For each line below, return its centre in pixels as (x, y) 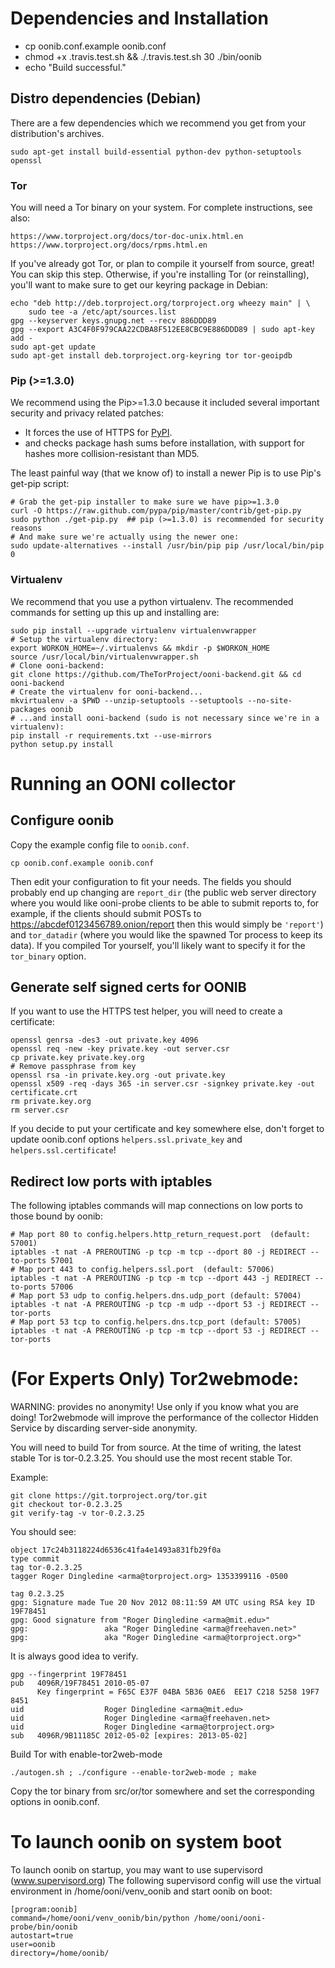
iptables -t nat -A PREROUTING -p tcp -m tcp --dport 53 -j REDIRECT (158, 1331)
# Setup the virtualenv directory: (84, 639)
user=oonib (33, 1945)
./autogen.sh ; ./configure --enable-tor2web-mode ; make (133, 1773)
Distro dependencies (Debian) (106, 98)
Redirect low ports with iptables (111, 1181)
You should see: (43, 1532)
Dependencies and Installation (139, 18)
